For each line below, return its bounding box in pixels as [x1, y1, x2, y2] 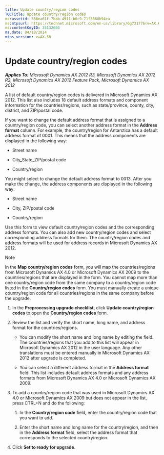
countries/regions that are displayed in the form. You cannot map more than [5, 274, 158, 280]
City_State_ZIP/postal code [12, 156, 66, 162]
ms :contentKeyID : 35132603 [5, 25, 60, 30]
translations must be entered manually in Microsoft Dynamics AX [19, 350, 150, 355]
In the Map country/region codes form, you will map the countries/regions [5, 264, 155, 270]
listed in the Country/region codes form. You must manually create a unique [5, 285, 159, 291]
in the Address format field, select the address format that [19, 430, 138, 435]
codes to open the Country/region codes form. [12, 310, 108, 316]
